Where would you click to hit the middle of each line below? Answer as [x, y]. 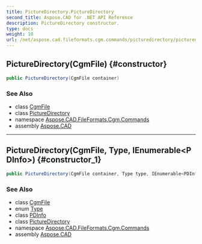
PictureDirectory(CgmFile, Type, [69, 150]
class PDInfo [31, 215]
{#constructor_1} [69, 160]
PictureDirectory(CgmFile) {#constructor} [87, 64]
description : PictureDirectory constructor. [63, 23]
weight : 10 [20, 34]
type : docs [20, 29]
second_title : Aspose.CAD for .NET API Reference [70, 17]
